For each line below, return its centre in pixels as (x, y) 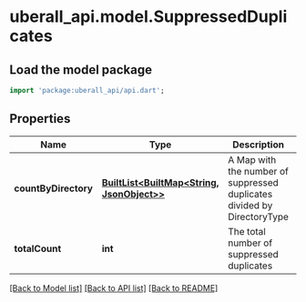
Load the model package (81, 70)
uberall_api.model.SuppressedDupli (148, 17)
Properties (40, 119)
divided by (250, 205)
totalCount (38, 248)
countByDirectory (54, 188)
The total (246, 231)
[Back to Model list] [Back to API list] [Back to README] (114, 287)
